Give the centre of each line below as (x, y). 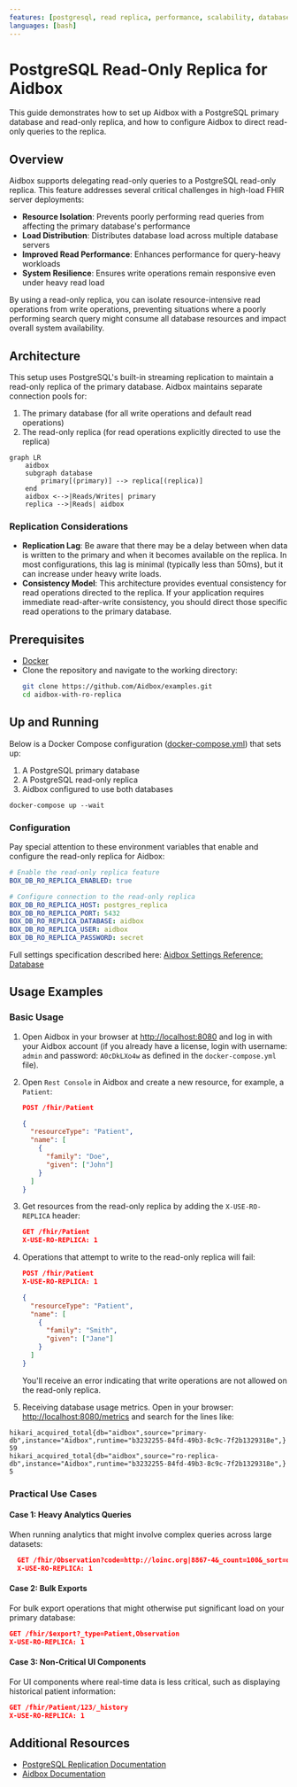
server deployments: (47, 199)
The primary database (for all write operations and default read (137, 414)
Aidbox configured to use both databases (98, 789)
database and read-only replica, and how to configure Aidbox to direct (137, 122)
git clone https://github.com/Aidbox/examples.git (117, 687)
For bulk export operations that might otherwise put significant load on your (147, 1608)
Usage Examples (56, 992)
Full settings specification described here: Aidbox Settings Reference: (136, 955)
